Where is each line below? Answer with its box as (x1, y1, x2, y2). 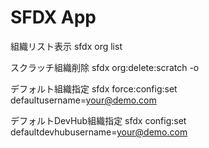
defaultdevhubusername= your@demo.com (10, 126, 188, 138)
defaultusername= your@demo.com (10, 94, 157, 106)
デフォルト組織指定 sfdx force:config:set (10, 82, 178, 95)
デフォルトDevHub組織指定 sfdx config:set (10, 114, 187, 126)
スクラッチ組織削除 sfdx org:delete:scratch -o (10, 61, 200, 73)
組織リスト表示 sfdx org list (10, 40, 123, 52)
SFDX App (10, 6, 97, 29)
